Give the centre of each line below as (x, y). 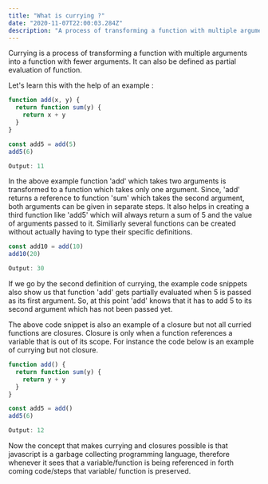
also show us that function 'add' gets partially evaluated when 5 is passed (130, 292)
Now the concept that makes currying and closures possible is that (118, 446)
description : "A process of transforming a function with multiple (123, 30)
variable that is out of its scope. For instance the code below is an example (131, 341)
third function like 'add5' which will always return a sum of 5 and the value (130, 215)
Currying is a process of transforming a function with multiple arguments (128, 53)
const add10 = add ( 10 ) (46, 247)
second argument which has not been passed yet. (91, 309)
